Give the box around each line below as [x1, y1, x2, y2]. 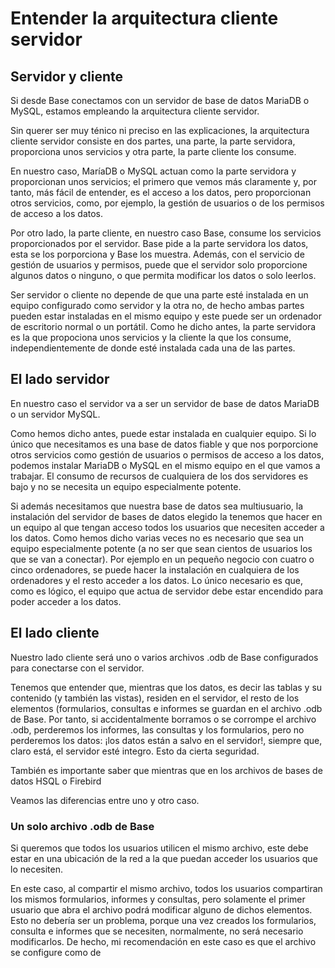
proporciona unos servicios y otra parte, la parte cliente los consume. [10, 146, 297, 157]
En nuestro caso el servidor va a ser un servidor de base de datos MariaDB [10, 397, 320, 409]
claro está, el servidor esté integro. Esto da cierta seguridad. [10, 745, 260, 757]
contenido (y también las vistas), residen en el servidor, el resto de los [10, 692, 300, 704]
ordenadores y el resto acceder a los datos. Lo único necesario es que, [10, 574, 303, 586]
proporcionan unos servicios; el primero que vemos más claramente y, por [10, 176, 317, 187]
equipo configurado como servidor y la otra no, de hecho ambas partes [10, 300, 305, 311]
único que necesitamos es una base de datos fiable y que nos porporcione [10, 438, 319, 450]
